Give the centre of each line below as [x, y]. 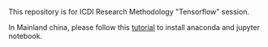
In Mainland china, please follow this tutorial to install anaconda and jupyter [134, 27]
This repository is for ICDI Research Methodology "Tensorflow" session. [129, 12]
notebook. [26, 36]
